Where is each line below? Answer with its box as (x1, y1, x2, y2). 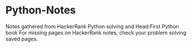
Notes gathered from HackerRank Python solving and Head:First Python (5, 23, 179, 30)
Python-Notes (5, 4, 76, 17)
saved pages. (5, 35, 39, 42)
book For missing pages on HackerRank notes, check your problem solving (5, 29, 187, 36)
